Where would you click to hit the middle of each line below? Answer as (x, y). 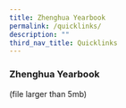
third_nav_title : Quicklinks (63, 43)
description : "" (39, 34)
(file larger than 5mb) (48, 94)
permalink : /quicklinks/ (55, 26)
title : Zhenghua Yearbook (57, 18)
